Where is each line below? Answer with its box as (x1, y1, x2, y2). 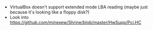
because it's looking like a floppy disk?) (9, 9, 90, 15)
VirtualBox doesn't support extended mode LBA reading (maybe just (9, 4, 148, 10)
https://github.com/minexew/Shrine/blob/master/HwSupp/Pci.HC (9, 19, 141, 25)
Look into (9, 15, 29, 20)
